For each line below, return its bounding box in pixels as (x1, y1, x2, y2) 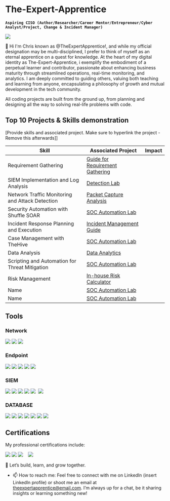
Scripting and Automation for (8, 257, 77, 264)
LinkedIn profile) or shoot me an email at (12, 480, 97, 486)
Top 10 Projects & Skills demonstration (5, 116, 129, 125)
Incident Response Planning (8, 220, 74, 227)
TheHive (8, 241, 28, 248)
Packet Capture (87, 191, 123, 198)
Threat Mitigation (8, 263, 49, 271)
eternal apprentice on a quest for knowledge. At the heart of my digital (5, 54, 152, 60)
